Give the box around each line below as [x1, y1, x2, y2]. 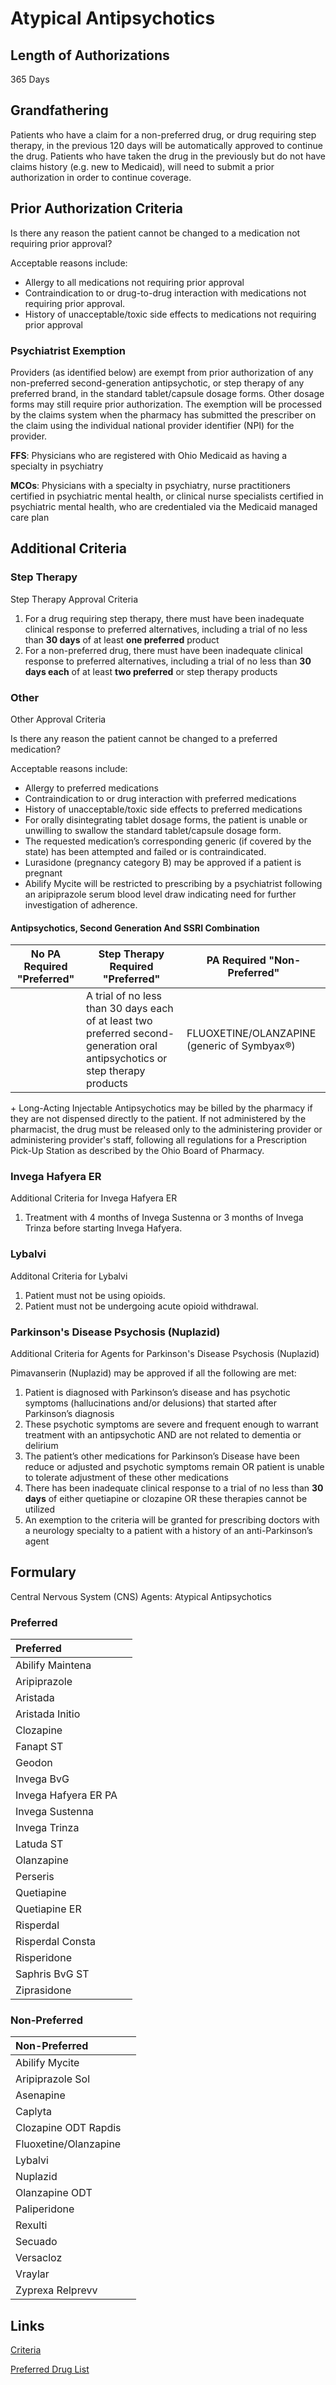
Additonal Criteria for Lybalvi [10, 1270, 128, 1282]
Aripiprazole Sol [15, 2072, 90, 2086]
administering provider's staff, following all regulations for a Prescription [10, 1134, 308, 1146]
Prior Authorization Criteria [10, 200, 184, 217]
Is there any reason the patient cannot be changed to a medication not [10, 227, 301, 239]
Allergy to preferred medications [24, 782, 159, 794]
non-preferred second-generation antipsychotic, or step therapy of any [10, 377, 305, 389]
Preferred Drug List [10, 2363, 90, 2376]
